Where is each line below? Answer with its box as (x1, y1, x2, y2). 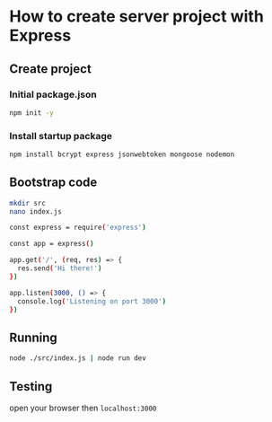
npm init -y (9, 108, 54, 118)
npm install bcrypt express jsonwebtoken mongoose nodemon (9, 150, 235, 159)
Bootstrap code (9, 175, 98, 190)
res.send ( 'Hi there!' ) (17, 264, 102, 273)
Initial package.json (9, 88, 97, 101)
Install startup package (9, 129, 112, 142)
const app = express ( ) (9, 240, 94, 249)
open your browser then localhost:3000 (9, 402, 157, 413)
